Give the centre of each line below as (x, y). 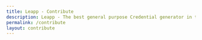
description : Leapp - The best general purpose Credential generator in (99, 17)
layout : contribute (31, 28)
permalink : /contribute (36, 22)
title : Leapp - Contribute (40, 11)
